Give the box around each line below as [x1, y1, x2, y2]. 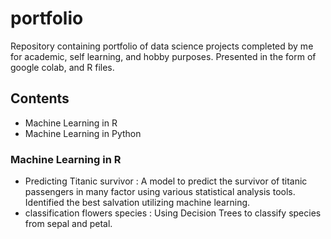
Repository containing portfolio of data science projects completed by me [10, 40, 314, 52]
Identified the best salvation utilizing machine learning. [24, 197, 251, 209]
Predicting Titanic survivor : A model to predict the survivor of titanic [24, 175, 308, 187]
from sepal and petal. [24, 218, 113, 230]
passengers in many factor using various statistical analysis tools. [24, 186, 296, 198]
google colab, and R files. [10, 61, 115, 73]
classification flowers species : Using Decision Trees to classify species [24, 207, 322, 219]
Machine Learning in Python [24, 127, 142, 139]
